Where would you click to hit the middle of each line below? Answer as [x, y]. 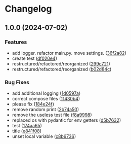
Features [16, 42]
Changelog [28, 9]
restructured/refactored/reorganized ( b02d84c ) [62, 69]
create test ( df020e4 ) [35, 58]
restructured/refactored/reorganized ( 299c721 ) [61, 63]
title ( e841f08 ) [27, 131]
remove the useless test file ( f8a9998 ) [52, 115]
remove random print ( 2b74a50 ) [46, 110]
